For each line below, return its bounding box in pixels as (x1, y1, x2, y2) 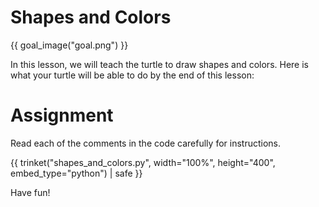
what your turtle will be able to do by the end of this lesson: (10, 69, 255, 81)
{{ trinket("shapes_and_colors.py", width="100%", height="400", (10, 156, 276, 168)
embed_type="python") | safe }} (10, 167, 143, 179)
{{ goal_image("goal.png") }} (10, 39, 129, 51)
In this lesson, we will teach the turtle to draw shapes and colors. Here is (10, 58, 309, 70)
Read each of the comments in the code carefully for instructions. (10, 137, 281, 149)
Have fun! (10, 186, 51, 198)
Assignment (10, 104, 114, 127)
